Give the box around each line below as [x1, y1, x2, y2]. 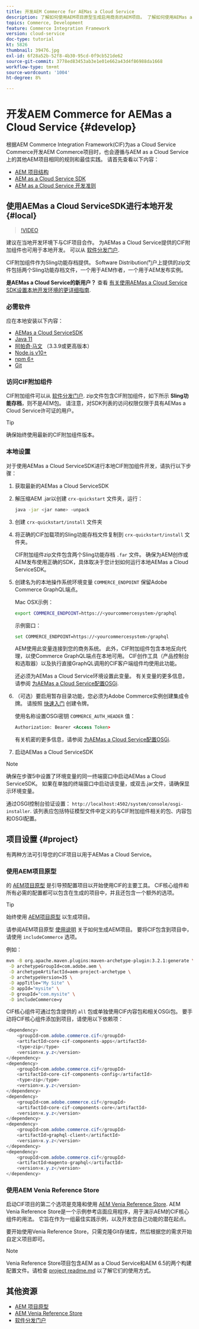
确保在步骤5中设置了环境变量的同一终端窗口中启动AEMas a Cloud [6, 773, 166, 780]
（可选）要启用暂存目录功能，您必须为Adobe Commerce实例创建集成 [14, 692, 184, 700]
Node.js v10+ [14, 349, 47, 356]
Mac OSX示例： [14, 598, 54, 606]
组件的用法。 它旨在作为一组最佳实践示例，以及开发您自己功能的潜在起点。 [6, 1216, 190, 1223]
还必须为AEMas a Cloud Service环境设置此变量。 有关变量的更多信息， [14, 672, 188, 680]
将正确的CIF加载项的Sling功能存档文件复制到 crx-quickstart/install [14, 531, 184, 538]
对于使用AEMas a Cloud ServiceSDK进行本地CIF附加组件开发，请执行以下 [6, 462, 187, 469]
